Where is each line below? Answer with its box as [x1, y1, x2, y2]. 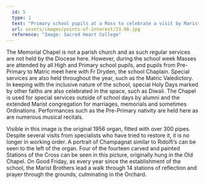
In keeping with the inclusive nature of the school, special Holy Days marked [6, 81, 198, 89]
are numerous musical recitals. [6, 114, 84, 121]
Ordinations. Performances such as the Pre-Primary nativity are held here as [6, 107, 198, 114]
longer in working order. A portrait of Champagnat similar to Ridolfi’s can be [6, 138, 196, 145]
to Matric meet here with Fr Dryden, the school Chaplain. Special [27, 68, 190, 75]
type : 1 [12, 15, 32, 21]
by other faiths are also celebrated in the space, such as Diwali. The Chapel [6, 87, 196, 95]
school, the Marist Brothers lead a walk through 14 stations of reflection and [6, 164, 197, 172]
